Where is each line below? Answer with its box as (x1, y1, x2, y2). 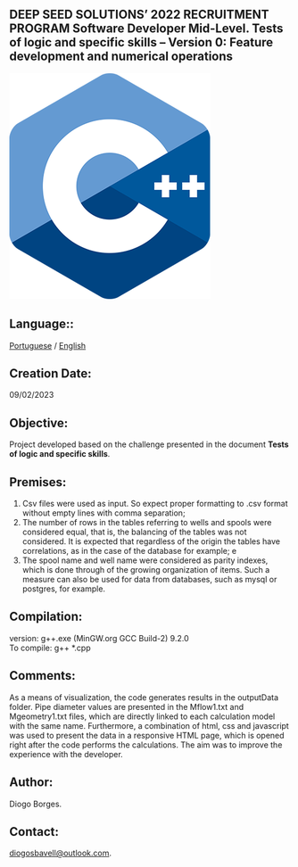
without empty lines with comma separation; (21, 508, 186, 518)
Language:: (9, 317, 74, 332)
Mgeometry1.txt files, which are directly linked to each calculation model (9, 711, 276, 722)
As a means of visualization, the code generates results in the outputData (9, 691, 279, 703)
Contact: (9, 824, 60, 839)
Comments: (9, 668, 76, 683)
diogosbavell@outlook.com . (9, 847, 112, 859)
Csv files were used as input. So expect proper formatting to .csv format (21, 499, 288, 509)
